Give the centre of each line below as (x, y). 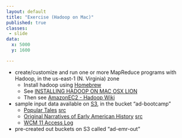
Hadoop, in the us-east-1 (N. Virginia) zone (67, 78)
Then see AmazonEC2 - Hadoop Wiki (69, 97)
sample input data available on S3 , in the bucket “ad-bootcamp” (93, 104)
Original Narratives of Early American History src (83, 116)
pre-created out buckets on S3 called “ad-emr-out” (77, 129)
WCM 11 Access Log (48, 123)
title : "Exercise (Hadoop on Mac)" (50, 17)
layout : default (26, 12)
